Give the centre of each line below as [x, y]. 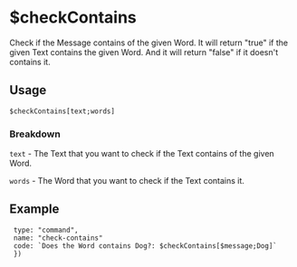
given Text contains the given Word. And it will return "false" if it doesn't [144, 52]
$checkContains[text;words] [62, 111]
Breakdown [35, 134]
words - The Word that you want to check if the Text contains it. [127, 181]
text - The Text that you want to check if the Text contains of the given [142, 154]
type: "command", [46, 230]
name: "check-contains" [58, 238]
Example [34, 210]
